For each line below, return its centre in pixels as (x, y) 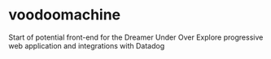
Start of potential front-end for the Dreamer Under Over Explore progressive (136, 37)
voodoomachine (65, 15)
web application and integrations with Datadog (87, 45)
